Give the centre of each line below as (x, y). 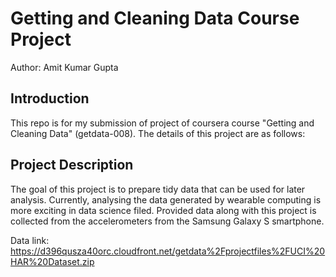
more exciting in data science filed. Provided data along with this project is (163, 210)
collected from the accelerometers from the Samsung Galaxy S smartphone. (167, 221)
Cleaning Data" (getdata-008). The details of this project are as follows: (158, 133)
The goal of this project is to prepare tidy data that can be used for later (158, 189)
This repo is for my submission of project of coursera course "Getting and (162, 123)
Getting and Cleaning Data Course (155, 18)
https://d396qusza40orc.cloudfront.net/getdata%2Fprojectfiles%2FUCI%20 (168, 251)
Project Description (72, 165)
